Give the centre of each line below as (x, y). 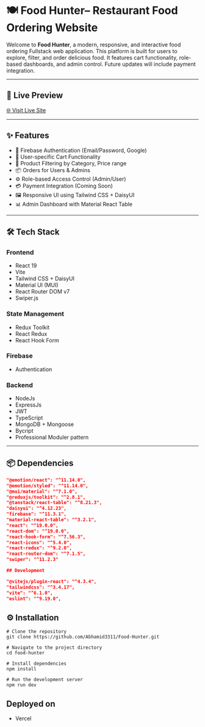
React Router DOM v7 (42, 292)
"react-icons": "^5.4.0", (39, 543)
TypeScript (29, 418)
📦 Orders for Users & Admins (52, 170)
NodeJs (25, 399)
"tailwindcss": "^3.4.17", (41, 587)
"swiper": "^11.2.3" (33, 560)
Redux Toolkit (32, 327)
